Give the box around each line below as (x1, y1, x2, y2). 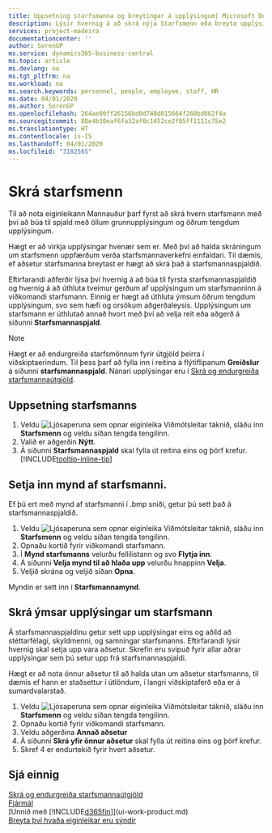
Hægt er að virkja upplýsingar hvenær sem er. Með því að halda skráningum (8, 242, 261, 252)
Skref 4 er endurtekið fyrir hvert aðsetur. (19, 744, 155, 754)
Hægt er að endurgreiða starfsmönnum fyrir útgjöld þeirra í (8, 349, 205, 359)
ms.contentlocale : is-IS (8, 132, 92, 140)
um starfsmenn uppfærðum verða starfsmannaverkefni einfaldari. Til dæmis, (8, 250, 263, 260)
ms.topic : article (8, 57, 70, 66)
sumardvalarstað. (8, 686, 66, 695)
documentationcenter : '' (8, 34, 92, 43)
